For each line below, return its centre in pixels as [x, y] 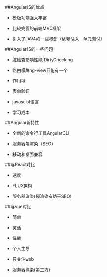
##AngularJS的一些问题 [29, 49]
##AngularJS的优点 [25, 7]
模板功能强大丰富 [29, 18]
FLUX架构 [22, 186]
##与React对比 [20, 165]
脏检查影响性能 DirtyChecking [42, 60]
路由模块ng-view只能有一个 [40, 70]
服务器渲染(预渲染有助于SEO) [42, 196]
